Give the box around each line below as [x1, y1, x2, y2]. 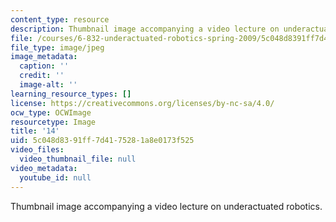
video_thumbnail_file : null [19, 154, 137, 164]
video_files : [10, 145, 65, 155]
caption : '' [19, 61, 70, 71]
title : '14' [10, 126, 60, 136]
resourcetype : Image [10, 117, 97, 127]
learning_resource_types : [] [10, 89, 132, 99]
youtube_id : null [19, 172, 92, 183]
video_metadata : [10, 163, 78, 173]
